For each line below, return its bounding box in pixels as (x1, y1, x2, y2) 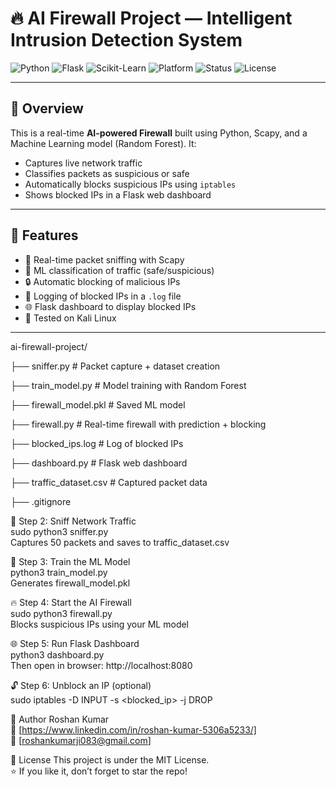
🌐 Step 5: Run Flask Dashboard (10, 637, 140, 649)
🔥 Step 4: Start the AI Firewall (10, 596, 132, 608)
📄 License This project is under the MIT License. (10, 753, 210, 766)
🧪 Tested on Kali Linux (24, 312, 117, 324)
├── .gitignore (10, 495, 72, 507)
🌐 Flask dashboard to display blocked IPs (24, 300, 197, 312)
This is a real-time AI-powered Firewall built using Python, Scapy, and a (10, 127, 308, 139)
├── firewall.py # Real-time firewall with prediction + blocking (10, 418, 267, 430)
